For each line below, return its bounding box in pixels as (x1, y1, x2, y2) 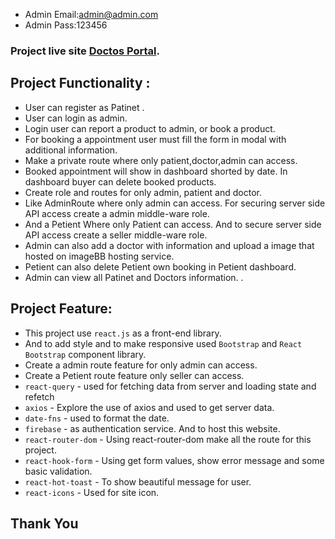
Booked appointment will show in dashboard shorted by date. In (24, 165, 288, 177)
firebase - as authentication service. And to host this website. (24, 422, 281, 434)
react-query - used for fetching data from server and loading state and (24, 380, 317, 392)
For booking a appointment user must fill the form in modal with (24, 133, 287, 145)
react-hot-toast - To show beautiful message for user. (24, 475, 252, 488)
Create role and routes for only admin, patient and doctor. (24, 186, 262, 198)
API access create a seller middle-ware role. (24, 229, 208, 241)
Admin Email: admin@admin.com (24, 9, 159, 20)
